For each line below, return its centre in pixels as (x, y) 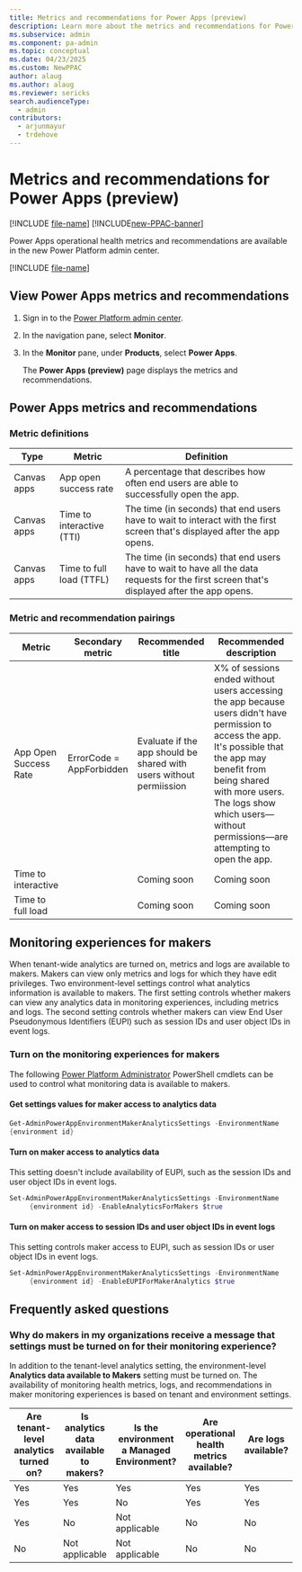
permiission (162, 786)
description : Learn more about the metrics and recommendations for (140, 26)
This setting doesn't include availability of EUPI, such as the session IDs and (151, 1172)
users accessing (249, 690)
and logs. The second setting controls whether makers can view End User (146, 1012)
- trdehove (38, 135)
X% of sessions (247, 668)
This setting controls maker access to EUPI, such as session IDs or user (142, 1246)
